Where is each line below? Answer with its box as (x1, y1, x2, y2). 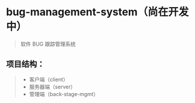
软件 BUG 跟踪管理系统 (20, 40, 76, 47)
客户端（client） (29, 75, 69, 83)
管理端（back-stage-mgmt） (29, 90, 99, 97)
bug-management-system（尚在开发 (6, 5, 189, 19)
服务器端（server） (29, 83, 76, 90)
